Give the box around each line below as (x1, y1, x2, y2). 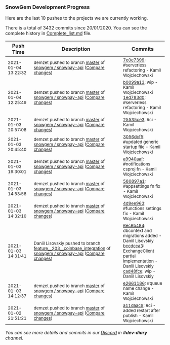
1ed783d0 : (123, 95, 146, 100)
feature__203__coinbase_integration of (33, 246, 111, 252)
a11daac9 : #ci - (123, 303, 156, 308)
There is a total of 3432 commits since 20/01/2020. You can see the (5, 25, 147, 31)
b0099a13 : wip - (123, 80, 158, 85)
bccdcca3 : (123, 243, 145, 249)
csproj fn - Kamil (123, 166, 157, 172)
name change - (123, 286, 154, 291)
